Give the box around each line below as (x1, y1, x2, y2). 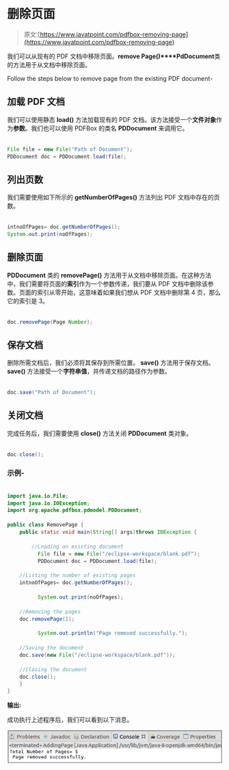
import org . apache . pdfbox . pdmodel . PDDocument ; (7, 507, 142, 514)
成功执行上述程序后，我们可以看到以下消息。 (7, 716, 133, 724)
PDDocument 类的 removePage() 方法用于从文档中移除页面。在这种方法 (7, 271, 212, 279)
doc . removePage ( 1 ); (19, 615, 75, 623)
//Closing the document (19, 666, 87, 673)
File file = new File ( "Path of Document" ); (7, 145, 133, 153)
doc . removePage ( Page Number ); (7, 318, 94, 326)
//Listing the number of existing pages (19, 572, 136, 579)
